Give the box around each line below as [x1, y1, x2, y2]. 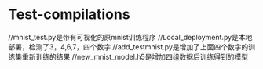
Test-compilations [8, 5, 131, 24]
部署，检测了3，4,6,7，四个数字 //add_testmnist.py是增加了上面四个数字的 [8, 42, 249, 52]
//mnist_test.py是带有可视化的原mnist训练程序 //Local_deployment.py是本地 [8, 32, 253, 42]
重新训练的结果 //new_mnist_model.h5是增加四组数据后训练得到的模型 [21, 52, 249, 61]
